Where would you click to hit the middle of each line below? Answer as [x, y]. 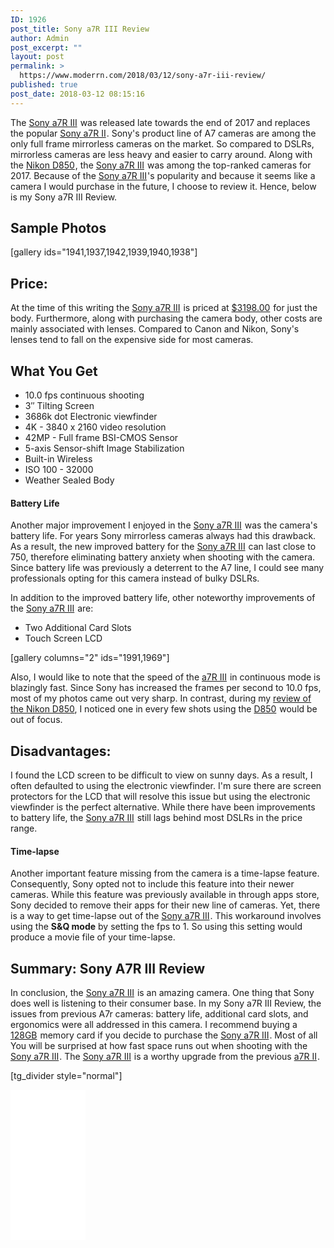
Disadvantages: [61, 751]
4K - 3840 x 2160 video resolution [95, 427]
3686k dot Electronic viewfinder [91, 417]
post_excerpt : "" [46, 47]
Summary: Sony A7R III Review [108, 968]
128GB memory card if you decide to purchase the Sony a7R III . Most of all [164, 1035]
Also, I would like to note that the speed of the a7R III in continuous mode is [165, 677]
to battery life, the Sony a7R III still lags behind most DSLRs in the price [156, 818]
